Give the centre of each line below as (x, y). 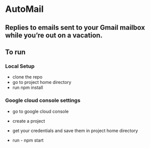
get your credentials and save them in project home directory (75, 131)
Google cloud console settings (43, 100)
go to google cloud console (40, 111)
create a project (29, 121)
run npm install (28, 87)
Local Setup (20, 66)
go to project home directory (42, 82)
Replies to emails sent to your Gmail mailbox (75, 28)
